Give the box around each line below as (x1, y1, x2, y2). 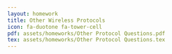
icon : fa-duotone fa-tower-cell (7, 23, 102, 30)
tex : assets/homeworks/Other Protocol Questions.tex (7, 36, 166, 43)
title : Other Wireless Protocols (7, 17, 106, 24)
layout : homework (7, 10, 59, 18)
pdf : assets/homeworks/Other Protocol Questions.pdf (7, 29, 166, 37)
